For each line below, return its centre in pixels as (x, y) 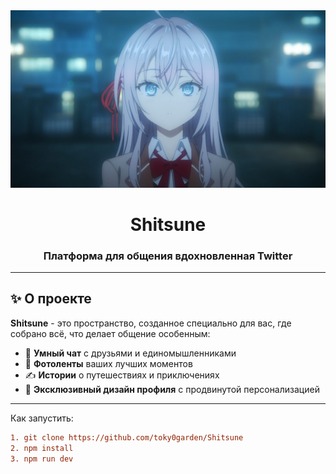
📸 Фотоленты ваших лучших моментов (108, 363)
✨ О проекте (51, 299)
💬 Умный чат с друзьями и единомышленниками (130, 353)
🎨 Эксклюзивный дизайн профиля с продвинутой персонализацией (172, 389)
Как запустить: (42, 418)
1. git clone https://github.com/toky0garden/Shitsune (127, 437)
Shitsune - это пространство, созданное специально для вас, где (151, 323)
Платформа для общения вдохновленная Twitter (168, 256)
